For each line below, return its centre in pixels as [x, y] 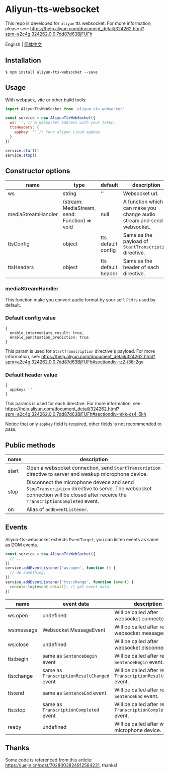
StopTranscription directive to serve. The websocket [89, 488]
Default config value [31, 318]
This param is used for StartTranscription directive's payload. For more [80, 351]
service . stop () [21, 155]
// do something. [28, 573]
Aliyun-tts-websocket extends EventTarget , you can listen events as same [82, 539]
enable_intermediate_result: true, [47, 333]
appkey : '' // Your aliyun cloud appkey [57, 132]
